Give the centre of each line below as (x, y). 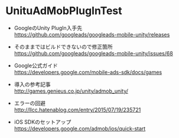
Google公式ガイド (36, 65)
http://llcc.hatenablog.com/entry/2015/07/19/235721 (77, 110)
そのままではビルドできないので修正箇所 (63, 47)
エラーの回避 (30, 103)
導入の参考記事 (32, 84)
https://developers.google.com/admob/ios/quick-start (80, 129)
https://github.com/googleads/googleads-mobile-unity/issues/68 (94, 53)
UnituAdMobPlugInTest (64, 11)
